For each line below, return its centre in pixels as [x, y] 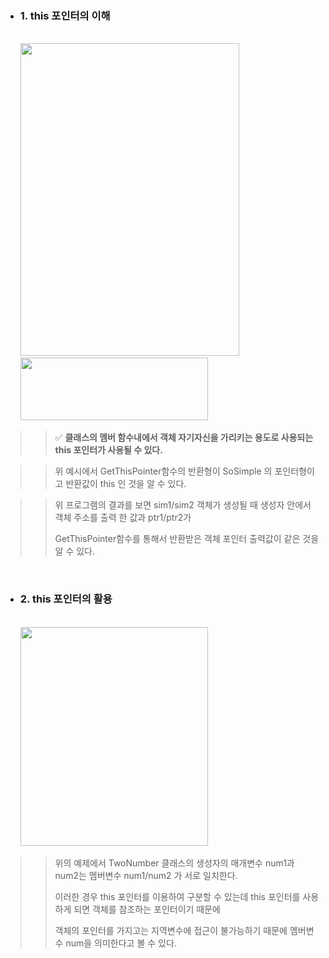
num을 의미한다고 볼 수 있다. [121, 943]
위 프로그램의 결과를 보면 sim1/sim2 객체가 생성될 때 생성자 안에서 [183, 505]
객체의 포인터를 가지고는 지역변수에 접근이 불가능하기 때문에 [171, 930]
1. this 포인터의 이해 [65, 15]
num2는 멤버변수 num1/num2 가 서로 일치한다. [146, 875]
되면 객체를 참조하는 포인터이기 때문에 [147, 909]
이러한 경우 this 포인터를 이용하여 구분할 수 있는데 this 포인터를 [177, 896]
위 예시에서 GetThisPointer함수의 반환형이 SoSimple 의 [163, 471]
